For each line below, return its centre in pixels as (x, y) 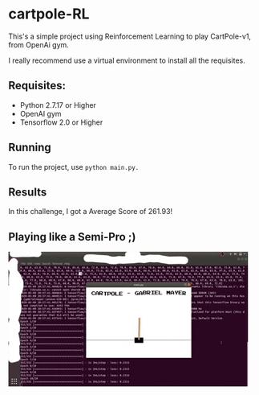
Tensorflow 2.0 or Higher (61, 122)
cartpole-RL (49, 14)
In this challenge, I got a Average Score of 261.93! (91, 212)
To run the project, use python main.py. (74, 167)
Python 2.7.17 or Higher (58, 105)
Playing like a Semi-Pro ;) (72, 237)
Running (30, 148)
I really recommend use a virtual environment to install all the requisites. (127, 60)
